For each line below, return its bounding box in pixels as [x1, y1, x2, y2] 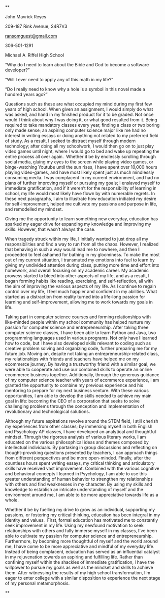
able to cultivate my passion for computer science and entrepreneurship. [5, 533, 153, 539]
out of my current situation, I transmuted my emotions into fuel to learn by [5, 257, 155, 263]
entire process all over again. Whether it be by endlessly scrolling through [5, 153, 156, 159]
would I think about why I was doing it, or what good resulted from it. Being [5, 117, 158, 123]
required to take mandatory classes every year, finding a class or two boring [5, 122, 160, 128]
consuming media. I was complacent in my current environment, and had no [5, 175, 160, 180]
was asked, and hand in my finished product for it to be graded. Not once [5, 111, 154, 117]
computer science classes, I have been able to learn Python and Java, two [5, 330, 156, 336]
